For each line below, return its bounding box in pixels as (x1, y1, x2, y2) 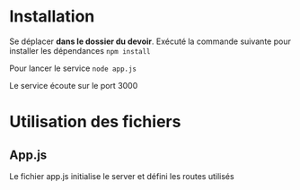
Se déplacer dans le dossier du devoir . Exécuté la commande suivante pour (9, 36, 292, 47)
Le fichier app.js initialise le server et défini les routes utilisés (9, 170, 235, 181)
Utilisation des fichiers (9, 112, 181, 132)
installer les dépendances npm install (9, 45, 151, 56)
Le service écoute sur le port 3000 (9, 80, 138, 91)
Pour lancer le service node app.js (9, 63, 137, 73)
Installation (9, 6, 95, 27)
